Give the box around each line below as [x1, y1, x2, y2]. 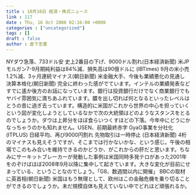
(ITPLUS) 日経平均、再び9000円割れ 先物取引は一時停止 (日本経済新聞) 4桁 [6, 131, 187, 138]
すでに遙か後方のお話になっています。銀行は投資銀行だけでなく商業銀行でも [6, 87, 190, 94]
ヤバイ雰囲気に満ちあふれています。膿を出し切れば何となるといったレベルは [6, 94, 190, 101]
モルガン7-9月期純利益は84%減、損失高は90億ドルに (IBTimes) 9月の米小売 [6, 65, 190, 72]
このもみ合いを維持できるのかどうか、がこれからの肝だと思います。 [16, 146, 180, 153]
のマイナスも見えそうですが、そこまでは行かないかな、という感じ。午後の [6, 138, 185, 145]
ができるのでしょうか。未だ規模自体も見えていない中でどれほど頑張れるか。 [6, 182, 190, 189]
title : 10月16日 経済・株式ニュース [6, 8, 88, 15]
